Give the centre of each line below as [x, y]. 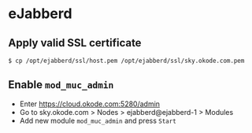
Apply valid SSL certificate [75, 43]
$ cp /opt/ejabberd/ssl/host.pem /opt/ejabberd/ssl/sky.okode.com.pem [126, 61]
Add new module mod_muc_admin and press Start [98, 120]
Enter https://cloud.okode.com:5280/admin [89, 104]
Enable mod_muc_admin [61, 85]
